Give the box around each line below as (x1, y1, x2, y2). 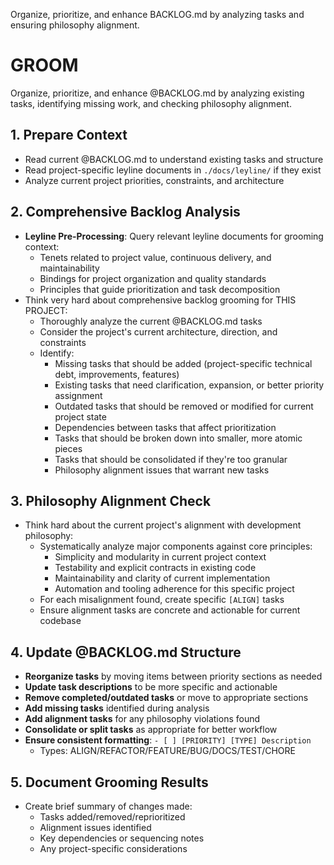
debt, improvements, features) (54, 368, 180, 380)
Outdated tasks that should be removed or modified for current (54, 400, 314, 412)
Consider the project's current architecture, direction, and (39, 325, 278, 338)
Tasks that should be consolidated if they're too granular (54, 453, 288, 465)
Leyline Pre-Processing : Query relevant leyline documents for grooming (24, 230, 324, 242)
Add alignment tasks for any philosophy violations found (24, 713, 261, 725)
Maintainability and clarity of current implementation (54, 572, 271, 584)
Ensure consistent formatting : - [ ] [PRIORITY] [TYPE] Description (24, 734, 312, 746)
